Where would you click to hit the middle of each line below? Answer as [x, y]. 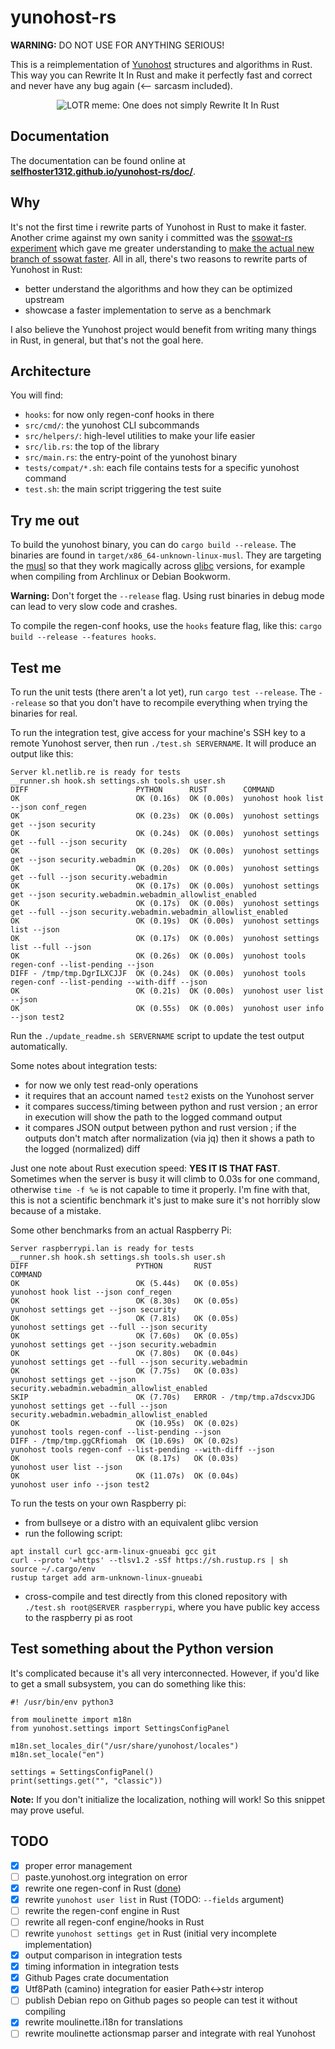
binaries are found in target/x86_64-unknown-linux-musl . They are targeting [166, 555]
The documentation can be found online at [98, 160]
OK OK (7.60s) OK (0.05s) [125, 1336]
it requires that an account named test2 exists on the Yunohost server [169, 1095]
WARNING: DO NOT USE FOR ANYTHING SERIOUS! [117, 45]
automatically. [39, 1046]
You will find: [37, 395]
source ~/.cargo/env [53, 1569]
